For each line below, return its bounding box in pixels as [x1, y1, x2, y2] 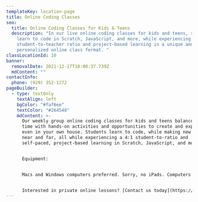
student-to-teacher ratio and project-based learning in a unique [16, 42, 183, 48]
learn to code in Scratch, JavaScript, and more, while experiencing [16, 36, 192, 42]
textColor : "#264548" [16, 107, 70, 113]
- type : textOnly [11, 91, 54, 97]
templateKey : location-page [6, 8, 75, 15]
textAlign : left [16, 96, 57, 102]
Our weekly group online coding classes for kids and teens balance [21, 118, 194, 124]
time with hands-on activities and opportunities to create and [21, 124, 183, 130]
